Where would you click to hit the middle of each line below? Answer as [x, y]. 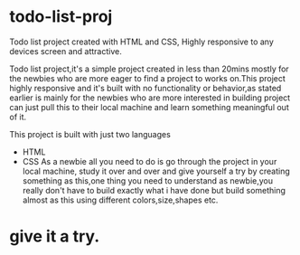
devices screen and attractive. [66, 51]
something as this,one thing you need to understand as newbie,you [148, 180]
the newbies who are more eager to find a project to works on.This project [148, 78]
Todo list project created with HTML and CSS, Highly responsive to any [141, 42]
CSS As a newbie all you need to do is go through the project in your [150, 161]
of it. [18, 117]
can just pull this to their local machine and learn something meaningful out [149, 107]
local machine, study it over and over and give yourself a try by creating [156, 171]
